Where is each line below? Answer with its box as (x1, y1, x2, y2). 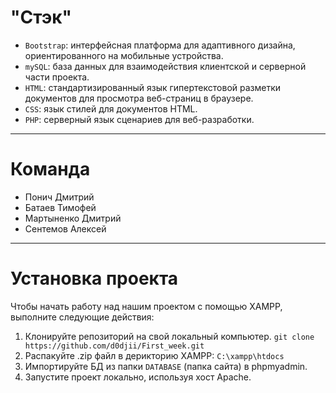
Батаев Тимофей (24, 201, 97, 213)
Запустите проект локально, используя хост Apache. (24, 371, 252, 383)
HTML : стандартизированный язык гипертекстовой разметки (24, 81, 282, 93)
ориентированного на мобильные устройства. (24, 49, 224, 61)
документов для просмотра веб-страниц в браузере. (24, 92, 254, 104)
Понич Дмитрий (24, 191, 95, 203)
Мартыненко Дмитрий (24, 212, 122, 224)
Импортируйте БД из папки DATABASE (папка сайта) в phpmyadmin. (24, 360, 308, 372)
